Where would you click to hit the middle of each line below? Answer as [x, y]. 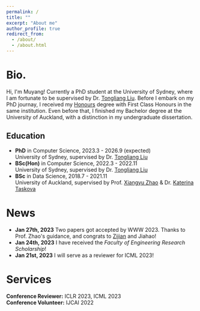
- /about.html [29, 46]
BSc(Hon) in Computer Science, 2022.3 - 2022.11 [76, 163]
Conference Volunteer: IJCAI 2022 [50, 302]
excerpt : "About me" [32, 23]
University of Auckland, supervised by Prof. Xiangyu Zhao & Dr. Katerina [104, 182]
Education [26, 136]
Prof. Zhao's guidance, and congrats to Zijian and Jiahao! [86, 236]
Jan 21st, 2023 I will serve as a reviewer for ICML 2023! [84, 255]
